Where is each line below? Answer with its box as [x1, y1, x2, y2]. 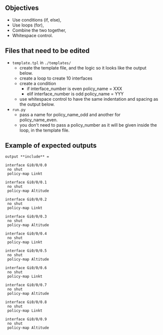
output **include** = [5, 154, 49, 159]
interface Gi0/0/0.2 [5, 197, 47, 202]
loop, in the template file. [19, 127, 70, 133]
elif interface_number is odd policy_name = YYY [26, 90, 124, 97]
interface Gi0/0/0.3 [5, 214, 47, 219]
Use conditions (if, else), [12, 17, 62, 22]
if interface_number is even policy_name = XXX [26, 86, 122, 91]
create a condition [19, 80, 56, 86]
